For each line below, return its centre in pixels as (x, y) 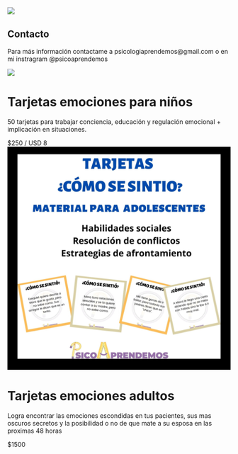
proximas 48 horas (35, 431)
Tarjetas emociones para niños (100, 102)
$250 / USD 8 (27, 143)
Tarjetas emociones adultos (91, 396)
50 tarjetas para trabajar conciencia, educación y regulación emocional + (114, 121)
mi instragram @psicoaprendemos (58, 59)
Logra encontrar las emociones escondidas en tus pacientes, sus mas (109, 415)
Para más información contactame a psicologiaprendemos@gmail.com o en (118, 51)
